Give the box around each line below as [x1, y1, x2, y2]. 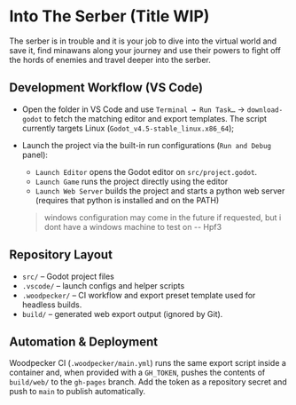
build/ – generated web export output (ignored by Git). [21, 308, 223, 319]
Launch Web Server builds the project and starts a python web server [35, 185, 285, 196]
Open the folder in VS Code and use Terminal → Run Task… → [21, 104, 245, 115]
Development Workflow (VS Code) [9, 80, 204, 95]
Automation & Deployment [9, 334, 159, 349]
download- [246, 105, 284, 115]
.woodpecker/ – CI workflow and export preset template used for [21, 290, 256, 300]
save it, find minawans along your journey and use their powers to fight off [9, 44, 281, 55]
